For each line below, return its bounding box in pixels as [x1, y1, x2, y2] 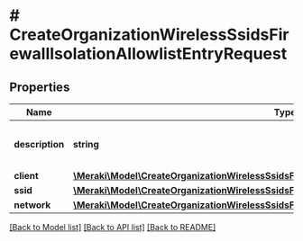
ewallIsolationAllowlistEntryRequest [9, 44, 288, 64]
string [72, 138, 99, 150]
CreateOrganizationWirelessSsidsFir [9, 24, 289, 45]
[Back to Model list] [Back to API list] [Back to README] [9, 222, 216, 232]
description [14, 138, 65, 150]
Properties [9, 79, 70, 94]
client [14, 170, 39, 182]
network [14, 199, 51, 211]
